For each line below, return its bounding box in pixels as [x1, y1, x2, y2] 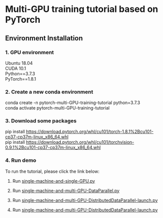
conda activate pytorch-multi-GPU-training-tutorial [5, 105, 110, 111]
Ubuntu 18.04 [5, 60, 33, 66]
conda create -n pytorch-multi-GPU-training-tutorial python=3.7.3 [5, 100, 141, 106]
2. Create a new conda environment [5, 88, 93, 95]
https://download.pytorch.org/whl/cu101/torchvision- [25, 139, 135, 145]
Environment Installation [5, 34, 83, 42]
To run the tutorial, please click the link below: [5, 168, 100, 174]
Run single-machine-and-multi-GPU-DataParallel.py [12, 188, 120, 194]
